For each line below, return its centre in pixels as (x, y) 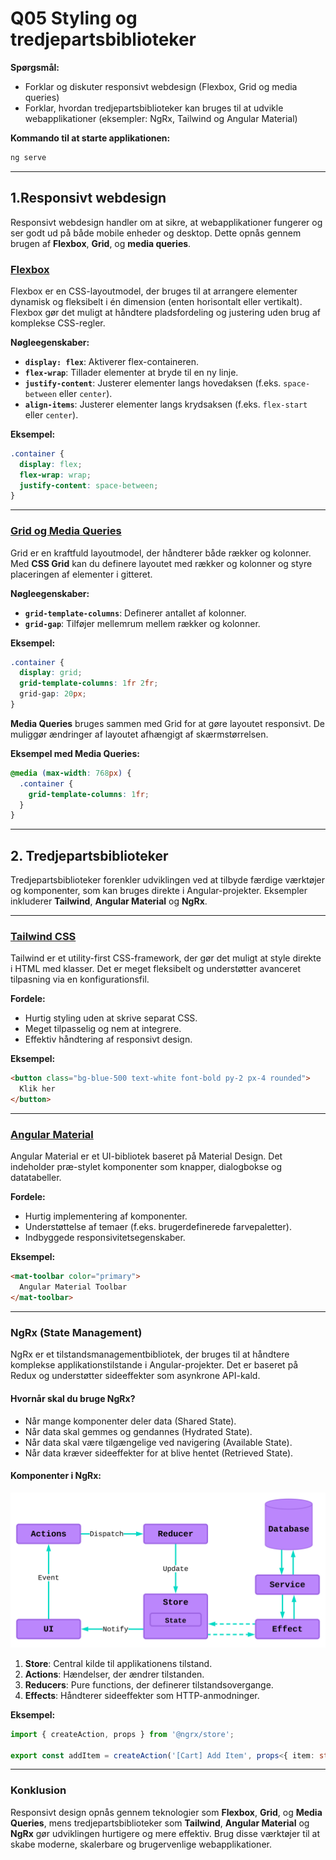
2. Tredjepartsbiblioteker (89, 855)
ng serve (28, 157)
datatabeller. (36, 1178)
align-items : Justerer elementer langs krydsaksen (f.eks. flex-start (166, 404)
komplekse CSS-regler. (58, 323)
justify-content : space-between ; (89, 485)
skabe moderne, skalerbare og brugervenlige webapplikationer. (141, 1844)
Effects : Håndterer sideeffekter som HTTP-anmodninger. (142, 1695)
